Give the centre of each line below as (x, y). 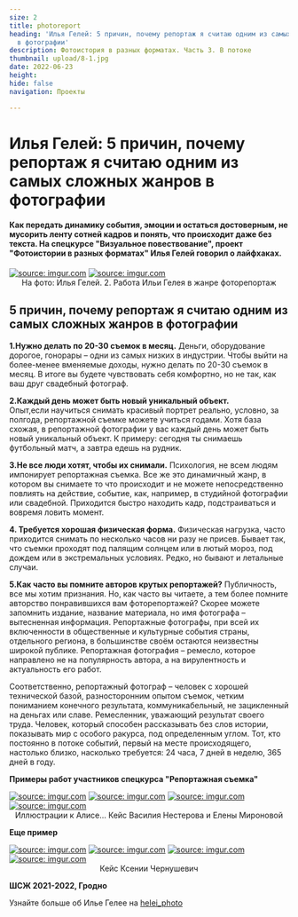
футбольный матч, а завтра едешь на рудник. (95, 447)
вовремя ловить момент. (57, 512)
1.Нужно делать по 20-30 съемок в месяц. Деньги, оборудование (137, 345)
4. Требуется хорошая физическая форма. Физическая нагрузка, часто (147, 529)
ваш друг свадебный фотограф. (69, 383)
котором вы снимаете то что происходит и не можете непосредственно (146, 484)
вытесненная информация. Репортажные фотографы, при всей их (134, 621)
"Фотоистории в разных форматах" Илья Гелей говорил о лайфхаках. (145, 253)
